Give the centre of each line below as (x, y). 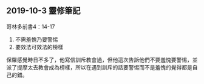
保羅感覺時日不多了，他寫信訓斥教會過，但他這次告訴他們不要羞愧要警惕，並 (102, 60)
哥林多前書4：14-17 (31, 27)
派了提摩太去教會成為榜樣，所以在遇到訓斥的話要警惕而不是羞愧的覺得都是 (99, 67)
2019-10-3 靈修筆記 (43, 11)
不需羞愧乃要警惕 (36, 39)
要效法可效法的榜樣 (39, 47)
